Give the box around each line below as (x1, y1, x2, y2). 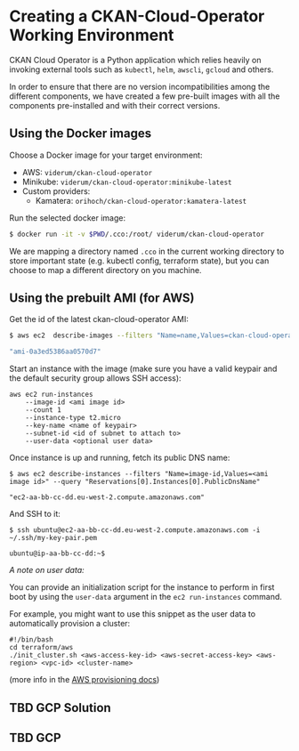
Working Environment (9, 25, 174, 45)
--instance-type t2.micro (25, 414, 122, 423)
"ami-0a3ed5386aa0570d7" (9, 347, 101, 357)
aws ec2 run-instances (9, 390, 93, 400)
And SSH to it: (9, 509, 61, 520)
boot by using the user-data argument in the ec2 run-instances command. (9, 592, 283, 602)
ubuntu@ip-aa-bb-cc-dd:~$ (9, 549, 105, 558)
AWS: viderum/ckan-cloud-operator (21, 166, 153, 177)
